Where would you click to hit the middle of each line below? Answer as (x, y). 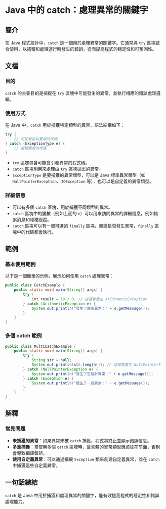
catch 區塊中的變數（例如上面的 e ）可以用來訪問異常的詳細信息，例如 (83, 213)
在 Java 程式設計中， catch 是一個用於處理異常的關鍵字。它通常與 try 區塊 (80, 43)
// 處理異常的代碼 (30, 148)
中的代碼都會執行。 (36, 232)
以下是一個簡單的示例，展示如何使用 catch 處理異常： (60, 276)
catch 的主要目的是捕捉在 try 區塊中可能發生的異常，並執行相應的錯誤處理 (81, 93)
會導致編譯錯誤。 (30, 453)
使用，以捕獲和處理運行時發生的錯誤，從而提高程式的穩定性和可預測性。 (83, 49)
